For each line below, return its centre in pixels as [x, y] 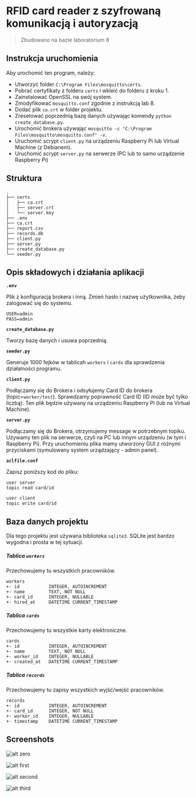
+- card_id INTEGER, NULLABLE [50, 597]
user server [21, 483]
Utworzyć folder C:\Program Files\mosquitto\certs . [78, 84]
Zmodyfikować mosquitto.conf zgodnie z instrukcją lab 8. [85, 103]
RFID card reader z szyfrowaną [83, 11]
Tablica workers [26, 555]
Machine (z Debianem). [43, 147]
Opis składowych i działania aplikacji [75, 272]
